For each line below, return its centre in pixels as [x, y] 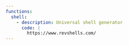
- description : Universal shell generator [70, 22]
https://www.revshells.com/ [62, 33]
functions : [19, 11]
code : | [31, 28]
